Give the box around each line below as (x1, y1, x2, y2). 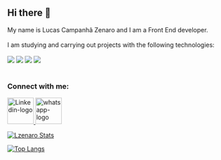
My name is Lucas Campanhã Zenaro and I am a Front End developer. (7, 25, 208, 34)
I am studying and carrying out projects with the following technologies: (7, 40, 215, 49)
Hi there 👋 (7, 7, 51, 19)
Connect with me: (7, 81, 69, 91)
